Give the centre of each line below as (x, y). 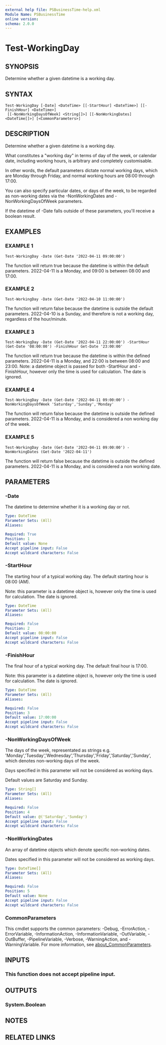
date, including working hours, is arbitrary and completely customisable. (79, 161)
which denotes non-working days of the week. (53, 761)
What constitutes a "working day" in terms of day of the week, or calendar (81, 155)
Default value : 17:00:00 (31, 717)
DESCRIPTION (27, 134)
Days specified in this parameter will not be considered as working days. (79, 770)
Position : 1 (17, 539)
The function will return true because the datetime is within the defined (78, 356)
